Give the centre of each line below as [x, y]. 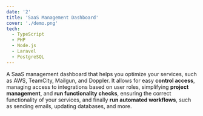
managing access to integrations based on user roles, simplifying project [98, 87]
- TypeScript [28, 34]
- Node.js [24, 46]
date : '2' [19, 12]
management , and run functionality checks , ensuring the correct [89, 93]
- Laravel [24, 51]
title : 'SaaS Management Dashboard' [52, 18]
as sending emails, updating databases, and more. [69, 106]
